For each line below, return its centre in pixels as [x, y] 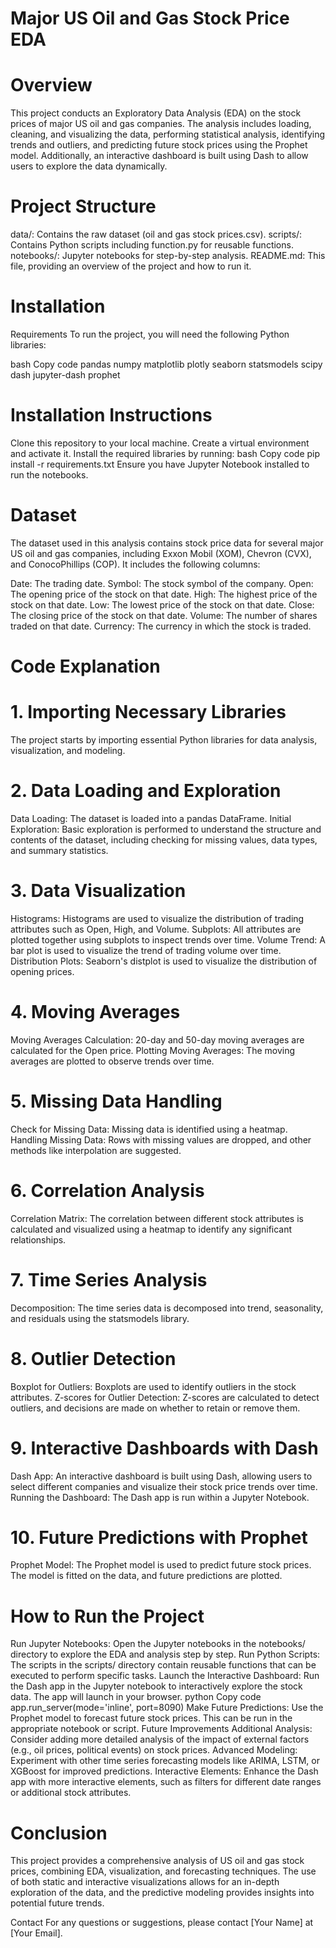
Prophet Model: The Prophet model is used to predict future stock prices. [161, 1565]
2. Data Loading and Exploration [146, 791]
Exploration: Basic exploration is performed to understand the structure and [166, 829]
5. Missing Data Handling [116, 1101]
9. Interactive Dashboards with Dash [164, 1448]
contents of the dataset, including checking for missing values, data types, [164, 839]
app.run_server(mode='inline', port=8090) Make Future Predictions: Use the [167, 1708]
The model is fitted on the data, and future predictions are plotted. [146, 1576]
